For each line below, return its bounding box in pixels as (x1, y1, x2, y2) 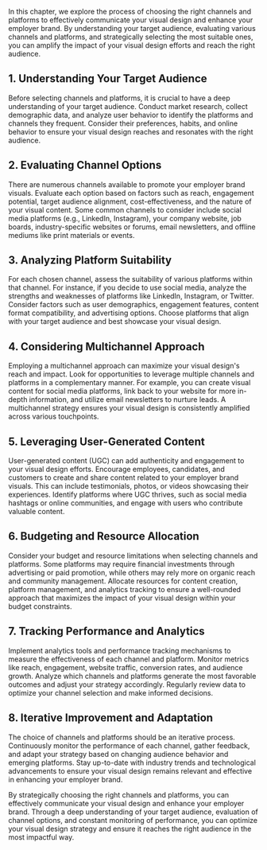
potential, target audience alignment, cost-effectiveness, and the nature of (8, 197, 252, 206)
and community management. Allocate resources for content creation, (8, 576, 238, 586)
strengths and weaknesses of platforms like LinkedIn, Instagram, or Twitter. (8, 291, 254, 301)
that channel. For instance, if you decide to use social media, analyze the (8, 283, 247, 293)
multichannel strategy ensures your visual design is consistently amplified (8, 404, 250, 413)
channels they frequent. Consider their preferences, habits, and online (8, 119, 238, 128)
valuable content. (8, 507, 65, 517)
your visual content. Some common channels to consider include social (8, 205, 242, 214)
